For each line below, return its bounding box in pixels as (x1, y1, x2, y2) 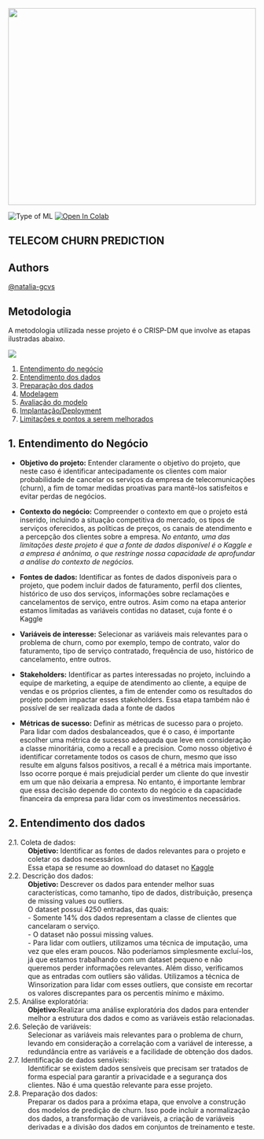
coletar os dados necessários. (27, 854, 126, 863)
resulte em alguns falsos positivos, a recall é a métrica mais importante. (19, 760, 251, 770)
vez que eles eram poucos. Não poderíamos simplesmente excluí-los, (27, 946, 254, 955)
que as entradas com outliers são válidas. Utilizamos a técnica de (27, 971, 240, 981)
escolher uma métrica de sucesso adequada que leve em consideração (19, 735, 251, 744)
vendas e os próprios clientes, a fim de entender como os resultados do (19, 686, 253, 696)
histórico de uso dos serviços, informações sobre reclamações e (19, 588, 230, 598)
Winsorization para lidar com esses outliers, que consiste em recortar (27, 980, 253, 989)
